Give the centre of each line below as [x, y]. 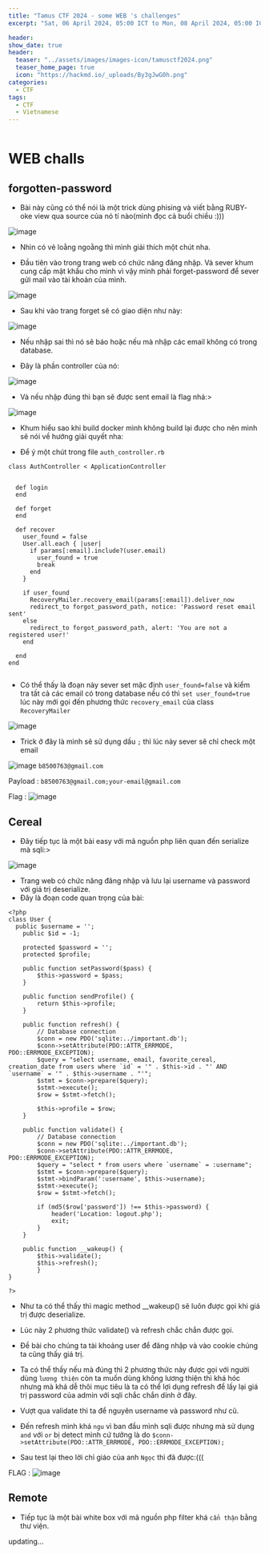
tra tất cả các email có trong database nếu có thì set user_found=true [135, 693]
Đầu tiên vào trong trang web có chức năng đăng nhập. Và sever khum [137, 263]
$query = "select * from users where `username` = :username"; [145, 1164]
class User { [30, 919]
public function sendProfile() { [78, 996]
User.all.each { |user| [62, 544]
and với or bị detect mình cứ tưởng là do [85, 1435]
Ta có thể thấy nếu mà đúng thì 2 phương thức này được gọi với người [134, 1369]
